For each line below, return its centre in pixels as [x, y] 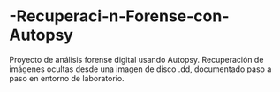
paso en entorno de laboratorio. [67, 78]
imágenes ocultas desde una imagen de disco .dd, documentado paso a [140, 69]
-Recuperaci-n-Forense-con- [119, 16]
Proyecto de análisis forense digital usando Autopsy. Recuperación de [136, 59]
